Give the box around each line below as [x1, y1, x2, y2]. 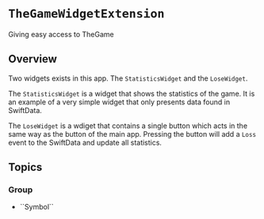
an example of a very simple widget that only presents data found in [8, 97, 231, 107]
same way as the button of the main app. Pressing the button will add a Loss [8, 129, 256, 138]
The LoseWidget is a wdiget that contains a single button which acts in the [8, 121, 248, 130]
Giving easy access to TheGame [8, 29, 114, 39]
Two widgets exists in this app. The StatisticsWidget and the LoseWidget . [8, 74, 248, 83]
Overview [8, 52, 58, 66]
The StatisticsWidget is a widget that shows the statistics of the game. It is [8, 89, 255, 98]
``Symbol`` [19, 202, 54, 212]
